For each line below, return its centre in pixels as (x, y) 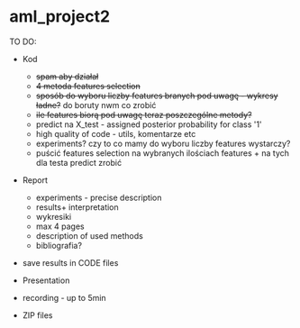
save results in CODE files (70, 262)
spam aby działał (67, 76)
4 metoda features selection (88, 86)
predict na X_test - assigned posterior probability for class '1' (149, 124)
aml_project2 (60, 17)
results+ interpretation (77, 207)
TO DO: (23, 41)
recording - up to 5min (64, 297)
